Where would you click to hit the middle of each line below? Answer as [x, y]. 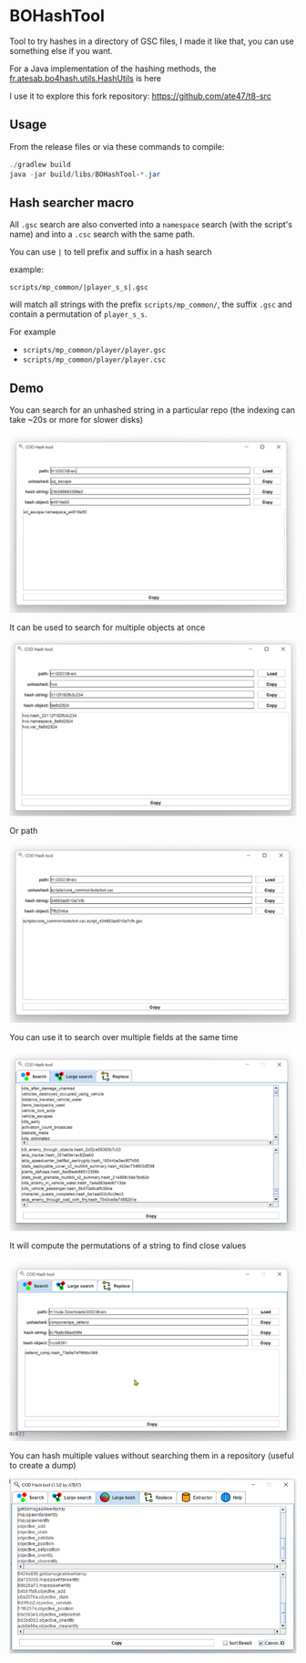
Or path [24, 830]
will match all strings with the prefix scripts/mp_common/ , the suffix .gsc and [151, 305]
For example [33, 332]
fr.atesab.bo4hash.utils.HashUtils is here [86, 78]
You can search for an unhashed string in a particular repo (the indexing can [153, 410]
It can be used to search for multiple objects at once [107, 627]
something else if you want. [61, 50]
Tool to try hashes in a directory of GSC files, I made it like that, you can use [152, 41]
